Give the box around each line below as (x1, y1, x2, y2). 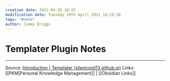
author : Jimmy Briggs (5, 21, 51, 27)
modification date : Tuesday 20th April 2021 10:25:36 (5, 12, 121, 17)
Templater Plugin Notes (5, 44, 106, 55)
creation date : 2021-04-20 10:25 (5, 7, 76, 13)
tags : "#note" (5, 17, 35, 22)
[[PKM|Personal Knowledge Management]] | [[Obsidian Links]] (5, 70, 136, 76)
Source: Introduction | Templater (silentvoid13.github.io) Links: (5, 65, 135, 71)
